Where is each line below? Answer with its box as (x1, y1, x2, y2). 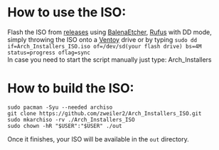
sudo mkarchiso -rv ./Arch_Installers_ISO (7, 116, 135, 123)
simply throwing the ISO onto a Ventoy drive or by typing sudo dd (7, 35, 198, 43)
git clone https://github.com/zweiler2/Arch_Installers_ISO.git (7, 109, 202, 117)
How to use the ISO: (7, 4, 127, 21)
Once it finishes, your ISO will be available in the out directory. (7, 134, 190, 143)
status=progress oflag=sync (7, 49, 91, 56)
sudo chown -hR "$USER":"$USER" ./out (7, 122, 122, 129)
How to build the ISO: (7, 80, 134, 97)
